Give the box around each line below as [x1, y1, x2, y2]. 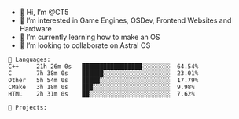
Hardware [19, 24, 53, 33]
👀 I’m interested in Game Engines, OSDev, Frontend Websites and [19, 16, 232, 25]
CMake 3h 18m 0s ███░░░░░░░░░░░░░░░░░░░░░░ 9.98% [8, 83, 195, 91]
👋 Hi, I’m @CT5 [19, 8, 69, 16]
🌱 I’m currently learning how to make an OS [19, 32, 160, 41]
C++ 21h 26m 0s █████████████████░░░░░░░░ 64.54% [8, 63, 199, 70]
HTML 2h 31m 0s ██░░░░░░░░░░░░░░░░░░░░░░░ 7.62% [8, 90, 195, 98]
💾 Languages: [8, 56, 51, 63]
